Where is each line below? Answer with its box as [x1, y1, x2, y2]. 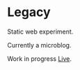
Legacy [7, 4, 51, 20]
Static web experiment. [7, 27, 74, 36]
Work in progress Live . [7, 54, 72, 63]
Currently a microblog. [7, 41, 72, 49]
